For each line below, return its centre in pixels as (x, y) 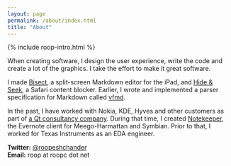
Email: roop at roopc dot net (49, 155)
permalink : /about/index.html (52, 21)
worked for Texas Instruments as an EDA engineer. (81, 134)
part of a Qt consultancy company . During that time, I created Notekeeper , (115, 118)
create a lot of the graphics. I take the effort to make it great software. (109, 69)
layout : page (27, 14)
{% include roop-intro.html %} (51, 48)
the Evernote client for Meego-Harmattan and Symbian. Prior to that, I (109, 126)
